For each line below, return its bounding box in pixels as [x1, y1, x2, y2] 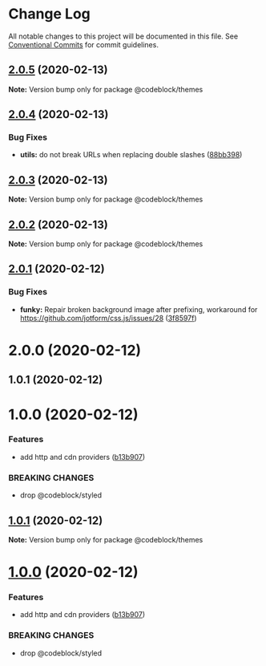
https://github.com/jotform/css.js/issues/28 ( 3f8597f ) [19, 313, 198, 323]
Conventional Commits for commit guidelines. [8, 39, 159, 49]
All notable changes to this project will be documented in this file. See [8, 31, 239, 41]
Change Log [8, 5, 91, 23]
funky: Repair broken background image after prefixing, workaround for [19, 304, 258, 314]
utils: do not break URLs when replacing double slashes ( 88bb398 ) [19, 150, 243, 160]
